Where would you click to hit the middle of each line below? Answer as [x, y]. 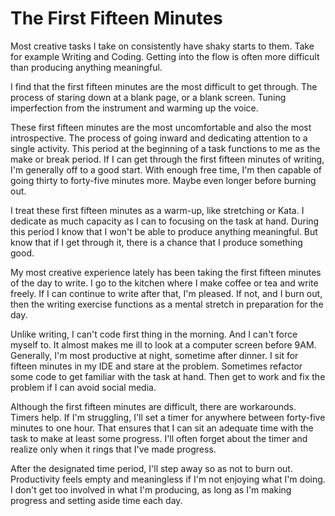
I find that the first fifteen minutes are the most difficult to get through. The [164, 86]
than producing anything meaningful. [86, 67]
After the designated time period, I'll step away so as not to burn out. [151, 468]
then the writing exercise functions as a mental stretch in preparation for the [167, 304]
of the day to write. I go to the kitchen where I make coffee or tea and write [164, 283]
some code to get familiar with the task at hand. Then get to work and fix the [168, 376]
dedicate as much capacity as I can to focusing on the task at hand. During [165, 221]
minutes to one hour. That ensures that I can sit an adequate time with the [162, 428]
